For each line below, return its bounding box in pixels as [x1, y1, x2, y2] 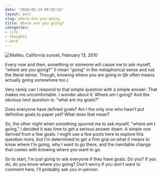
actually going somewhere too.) [5, 77, 69, 83]
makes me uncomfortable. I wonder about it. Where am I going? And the [5, 91, 150, 97]
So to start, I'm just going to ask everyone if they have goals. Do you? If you [5, 156, 157, 162]
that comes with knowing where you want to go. [5, 146, 101, 152]
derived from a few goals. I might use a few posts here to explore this [5, 131, 144, 137]
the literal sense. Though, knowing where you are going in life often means [5, 71, 155, 78]
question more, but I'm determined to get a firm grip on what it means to [5, 136, 150, 142]
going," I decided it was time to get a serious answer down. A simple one [5, 126, 151, 132]
